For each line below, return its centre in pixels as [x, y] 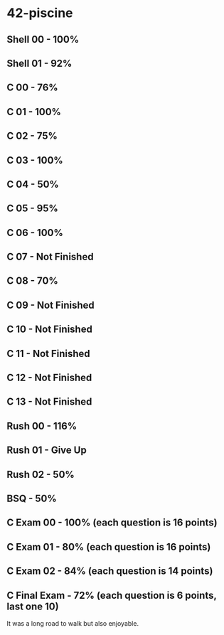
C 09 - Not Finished [50, 305]
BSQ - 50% [32, 498]
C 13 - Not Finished [49, 402]
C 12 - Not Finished [49, 378]
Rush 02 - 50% [41, 474]
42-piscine [40, 13]
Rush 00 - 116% [42, 426]
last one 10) [33, 606]
